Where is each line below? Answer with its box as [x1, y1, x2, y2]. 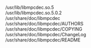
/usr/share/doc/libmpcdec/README [5, 37, 81, 43]
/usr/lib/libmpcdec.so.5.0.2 [5, 10, 62, 16]
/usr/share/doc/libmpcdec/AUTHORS [5, 20, 83, 27]
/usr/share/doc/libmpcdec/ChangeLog [5, 32, 86, 37]
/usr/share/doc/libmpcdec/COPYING [5, 26, 83, 32]
